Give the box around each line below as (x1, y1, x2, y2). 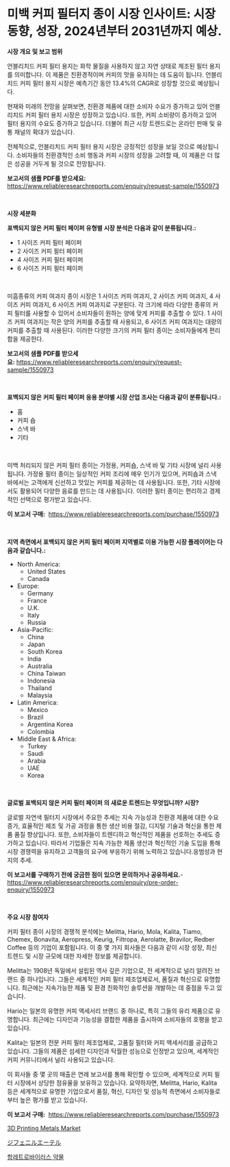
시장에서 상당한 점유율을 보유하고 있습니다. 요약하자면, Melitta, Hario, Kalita (14, 1079, 218, 1087)
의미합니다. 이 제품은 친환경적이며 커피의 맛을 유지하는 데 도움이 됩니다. (14, 70, 204, 79)
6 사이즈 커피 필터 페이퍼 (16, 264, 84, 272)
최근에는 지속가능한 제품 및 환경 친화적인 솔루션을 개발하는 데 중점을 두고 (21, 983, 216, 992)
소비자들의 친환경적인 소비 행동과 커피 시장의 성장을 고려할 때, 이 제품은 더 (16, 151, 214, 159)
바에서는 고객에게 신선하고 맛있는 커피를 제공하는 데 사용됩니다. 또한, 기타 (7, 478, 203, 487)
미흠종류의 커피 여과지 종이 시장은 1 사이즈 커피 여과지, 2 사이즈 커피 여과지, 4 (7, 292, 214, 300)
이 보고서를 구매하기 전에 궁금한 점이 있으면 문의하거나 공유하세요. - (7, 870, 183, 879)
